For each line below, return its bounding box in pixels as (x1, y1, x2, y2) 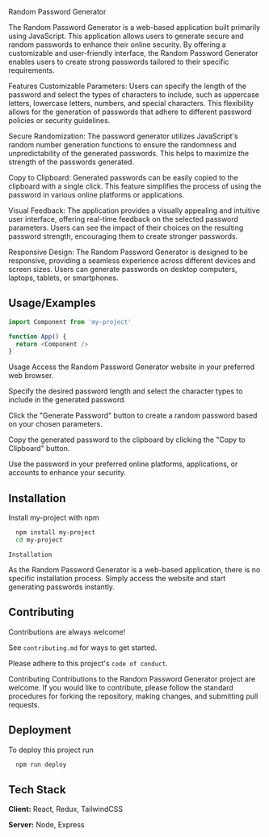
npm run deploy (15, 760, 67, 768)
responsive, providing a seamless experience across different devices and (8, 256, 256, 266)
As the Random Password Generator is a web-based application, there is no (8, 564, 261, 574)
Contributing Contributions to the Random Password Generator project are (8, 673, 256, 683)
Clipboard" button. (8, 444, 70, 453)
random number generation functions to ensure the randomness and (8, 140, 237, 149)
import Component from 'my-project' (8, 317, 132, 326)
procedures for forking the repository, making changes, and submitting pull (8, 691, 258, 701)
